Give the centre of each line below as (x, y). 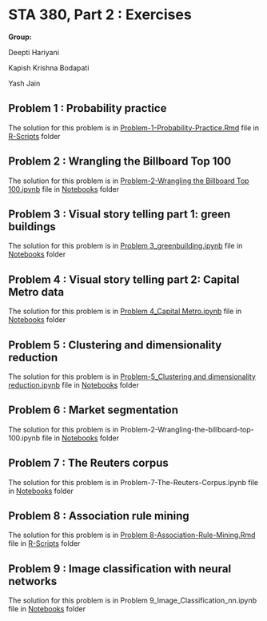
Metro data (36, 292)
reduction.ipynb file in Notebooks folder (74, 385)
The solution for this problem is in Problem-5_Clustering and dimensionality (132, 376)
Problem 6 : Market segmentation (93, 410)
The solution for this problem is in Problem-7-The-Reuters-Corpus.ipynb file (133, 482)
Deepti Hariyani (34, 52)
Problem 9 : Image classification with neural (120, 569)
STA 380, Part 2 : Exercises (100, 15)
